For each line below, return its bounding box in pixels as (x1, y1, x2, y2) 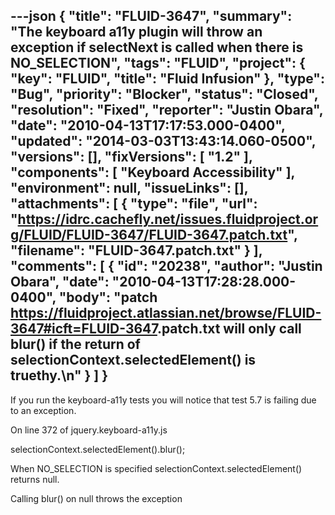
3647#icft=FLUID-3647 (10, 320, 158, 338)
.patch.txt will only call (156, 320, 302, 338)
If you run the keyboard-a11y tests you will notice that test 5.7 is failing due (10, 394, 317, 406)
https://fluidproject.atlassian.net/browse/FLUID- (10, 305, 322, 322)
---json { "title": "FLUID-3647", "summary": (10, 8, 293, 25)
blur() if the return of (10, 336, 141, 353)
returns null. (10, 473, 60, 485)
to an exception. (10, 404, 77, 416)
